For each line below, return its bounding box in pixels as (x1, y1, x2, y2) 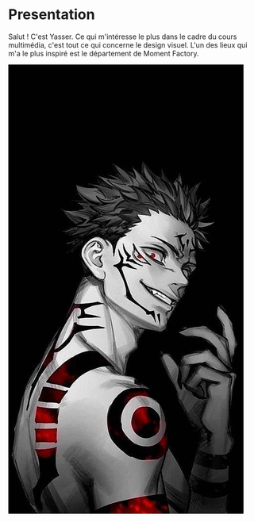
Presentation (8, 6, 95, 24)
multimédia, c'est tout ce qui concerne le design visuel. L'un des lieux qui (8, 40, 248, 49)
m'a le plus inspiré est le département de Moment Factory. (8, 48, 199, 58)
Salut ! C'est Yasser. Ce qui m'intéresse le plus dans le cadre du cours (8, 32, 237, 41)
